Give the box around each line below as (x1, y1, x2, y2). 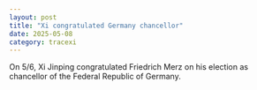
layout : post (9, 12, 57, 22)
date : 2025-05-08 (9, 29, 73, 38)
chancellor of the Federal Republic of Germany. (9, 71, 181, 82)
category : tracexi (9, 37, 77, 47)
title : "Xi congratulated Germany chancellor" (9, 21, 184, 30)
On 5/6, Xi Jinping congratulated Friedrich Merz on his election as (9, 62, 249, 72)
